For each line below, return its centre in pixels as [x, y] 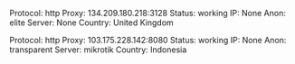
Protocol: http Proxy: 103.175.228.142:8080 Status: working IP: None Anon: [148, 40]
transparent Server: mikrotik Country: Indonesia [98, 50]
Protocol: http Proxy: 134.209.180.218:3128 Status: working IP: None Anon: [148, 13]
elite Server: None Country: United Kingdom [91, 23]
